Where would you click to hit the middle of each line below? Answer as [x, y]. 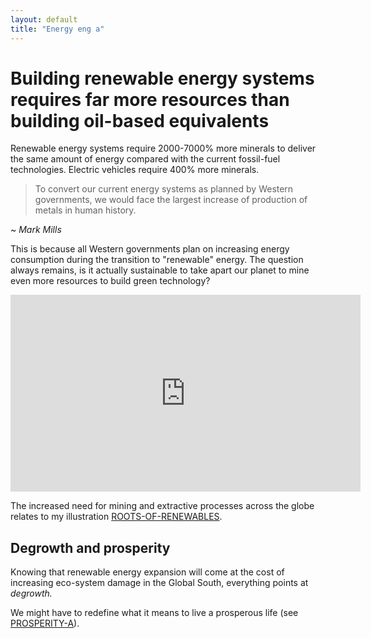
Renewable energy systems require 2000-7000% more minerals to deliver [163, 148]
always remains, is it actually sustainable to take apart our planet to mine [160, 270]
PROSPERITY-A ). [45, 623]
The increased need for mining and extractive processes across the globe [162, 506]
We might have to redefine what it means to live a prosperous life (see [154, 613]
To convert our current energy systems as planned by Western [164, 189]
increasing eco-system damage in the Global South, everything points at [159, 583]
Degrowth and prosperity [90, 547]
